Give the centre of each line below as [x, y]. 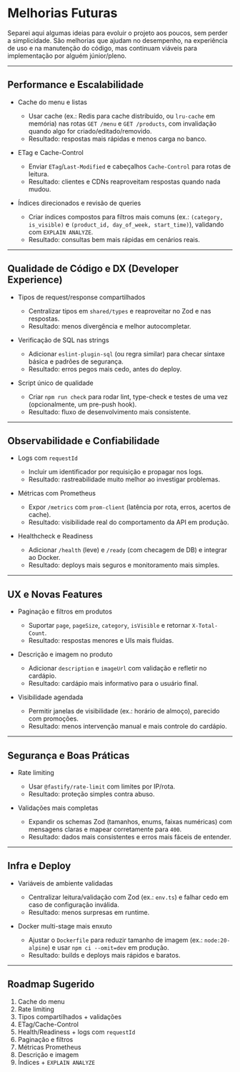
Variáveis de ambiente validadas [65, 883]
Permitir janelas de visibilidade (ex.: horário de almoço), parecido [124, 711]
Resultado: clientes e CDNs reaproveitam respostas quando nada [124, 181]
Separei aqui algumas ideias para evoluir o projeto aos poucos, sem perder [118, 33]
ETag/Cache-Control [48, 1024]
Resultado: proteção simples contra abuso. [91, 794]
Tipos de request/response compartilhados [81, 297]
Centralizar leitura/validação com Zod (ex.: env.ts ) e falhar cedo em [128, 897]
